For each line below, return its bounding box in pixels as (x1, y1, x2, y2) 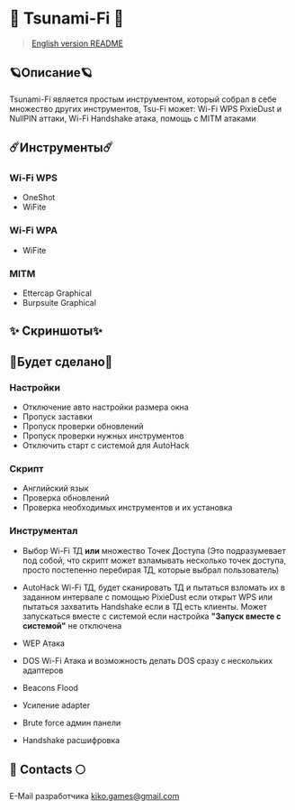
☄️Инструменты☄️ (9, 140, 114, 156)
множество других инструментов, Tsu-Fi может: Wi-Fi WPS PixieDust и (9, 103, 282, 114)
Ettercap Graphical (22, 288, 93, 299)
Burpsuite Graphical (22, 298, 97, 308)
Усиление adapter (22, 699, 91, 711)
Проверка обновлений (22, 492, 110, 503)
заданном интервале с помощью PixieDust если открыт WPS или (22, 591, 273, 603)
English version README (31, 38, 124, 49)
